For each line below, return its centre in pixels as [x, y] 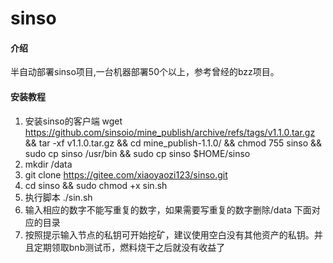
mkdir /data [48, 164]
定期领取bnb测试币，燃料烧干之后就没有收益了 [129, 247]
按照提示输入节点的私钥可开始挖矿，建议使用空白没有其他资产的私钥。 [169, 234]
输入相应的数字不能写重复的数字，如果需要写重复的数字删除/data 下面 [168, 209]
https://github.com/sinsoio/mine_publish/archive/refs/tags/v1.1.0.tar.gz [170, 132]
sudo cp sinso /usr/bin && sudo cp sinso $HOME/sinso [137, 153]
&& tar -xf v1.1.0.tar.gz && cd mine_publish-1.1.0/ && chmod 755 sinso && [173, 143]
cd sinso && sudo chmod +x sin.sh [96, 185]
